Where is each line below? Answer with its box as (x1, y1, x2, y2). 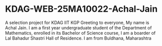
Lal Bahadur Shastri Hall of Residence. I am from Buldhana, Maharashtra (5, 35, 152, 41)
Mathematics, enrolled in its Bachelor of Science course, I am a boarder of (5, 30, 156, 36)
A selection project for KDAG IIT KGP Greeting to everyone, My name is (5, 20, 149, 25)
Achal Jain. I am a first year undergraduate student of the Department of (5, 24, 152, 30)
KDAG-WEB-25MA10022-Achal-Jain (5, 3, 158, 15)
